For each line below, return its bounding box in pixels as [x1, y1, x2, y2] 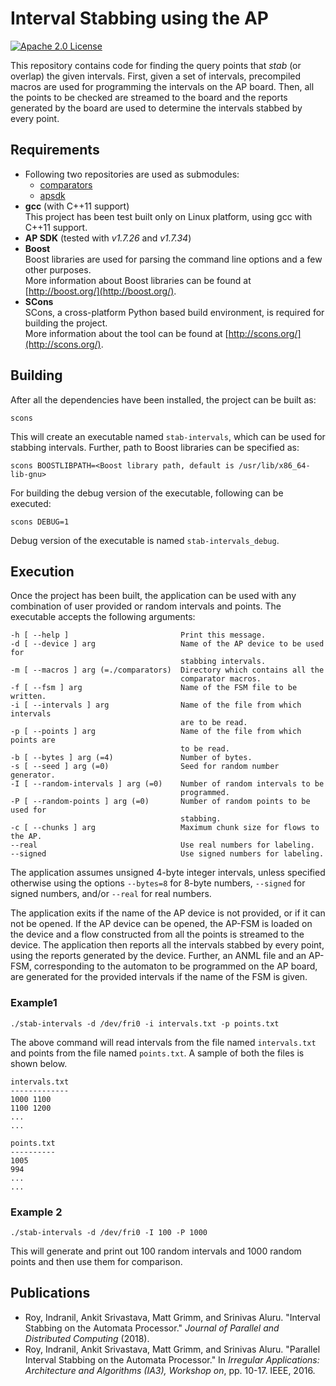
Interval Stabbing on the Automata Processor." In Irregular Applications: [24, 1353, 320, 1366]
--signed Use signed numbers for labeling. [10, 849, 325, 859]
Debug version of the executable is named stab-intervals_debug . [10, 534, 280, 546]
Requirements [10, 142, 100, 159]
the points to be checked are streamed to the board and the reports [10, 91, 288, 103]
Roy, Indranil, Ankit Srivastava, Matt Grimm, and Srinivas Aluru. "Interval [24, 1311, 321, 1323]
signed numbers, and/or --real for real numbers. [10, 888, 212, 900]
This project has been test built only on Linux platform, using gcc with [24, 210, 313, 222]
